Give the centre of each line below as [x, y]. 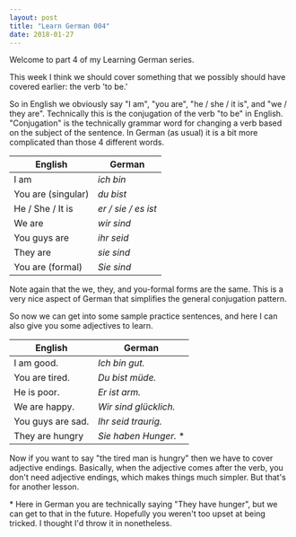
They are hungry [48, 436]
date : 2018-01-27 [42, 34]
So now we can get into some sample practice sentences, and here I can [144, 316]
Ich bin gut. [121, 363]
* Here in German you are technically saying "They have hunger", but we [144, 505]
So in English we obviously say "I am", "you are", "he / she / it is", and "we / [148, 104]
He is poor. [37, 392]
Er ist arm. [119, 392]
